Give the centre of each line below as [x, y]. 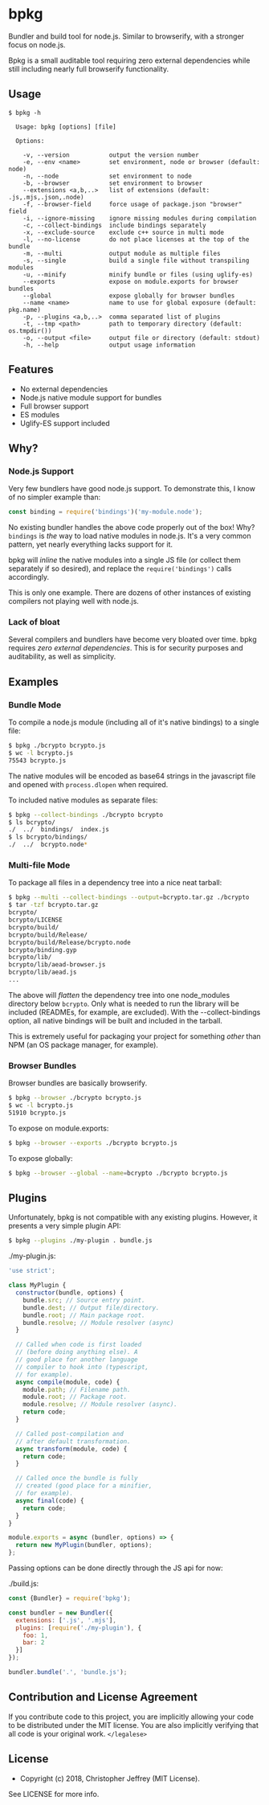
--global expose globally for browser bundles [129, 295]
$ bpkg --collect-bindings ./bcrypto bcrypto [86, 814]
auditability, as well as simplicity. [62, 657]
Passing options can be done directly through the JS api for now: [116, 1568]
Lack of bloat [34, 622]
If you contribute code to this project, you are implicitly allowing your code [131, 1717]
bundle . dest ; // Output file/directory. [91, 1307]
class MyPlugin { [37, 1286]
